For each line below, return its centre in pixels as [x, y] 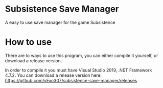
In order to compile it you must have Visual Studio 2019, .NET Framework [79, 70]
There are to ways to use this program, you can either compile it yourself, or [81, 55]
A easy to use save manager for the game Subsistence [60, 22]
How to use [28, 42]
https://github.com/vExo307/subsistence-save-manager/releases [71, 80]
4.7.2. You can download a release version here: [53, 75]
